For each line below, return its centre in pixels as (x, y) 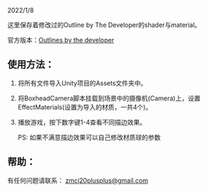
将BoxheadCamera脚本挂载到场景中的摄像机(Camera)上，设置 (109, 98)
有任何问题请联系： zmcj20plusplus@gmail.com (78, 180)
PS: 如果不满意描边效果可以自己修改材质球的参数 (89, 137)
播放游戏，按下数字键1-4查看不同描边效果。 (82, 122)
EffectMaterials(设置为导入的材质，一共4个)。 (85, 107)
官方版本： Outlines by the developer (61, 40)
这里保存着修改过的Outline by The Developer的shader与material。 (104, 25)
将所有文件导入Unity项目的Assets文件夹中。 (82, 83)
